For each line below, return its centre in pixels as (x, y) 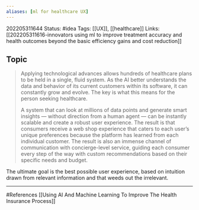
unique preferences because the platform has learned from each (99, 135)
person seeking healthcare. (54, 99)
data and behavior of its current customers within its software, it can (104, 86)
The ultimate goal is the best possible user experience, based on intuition (96, 172)
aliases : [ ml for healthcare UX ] (47, 12)
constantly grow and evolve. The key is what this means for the (98, 93)
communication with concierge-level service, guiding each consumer (105, 147)
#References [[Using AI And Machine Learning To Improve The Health (92, 195)
